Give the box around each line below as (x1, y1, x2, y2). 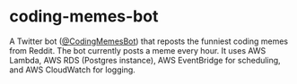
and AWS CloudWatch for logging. (9, 64, 136, 75)
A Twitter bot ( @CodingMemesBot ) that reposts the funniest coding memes (9, 36, 289, 46)
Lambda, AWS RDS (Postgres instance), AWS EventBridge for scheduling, (9, 55, 281, 65)
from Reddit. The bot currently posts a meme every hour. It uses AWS (9, 45, 266, 55)
